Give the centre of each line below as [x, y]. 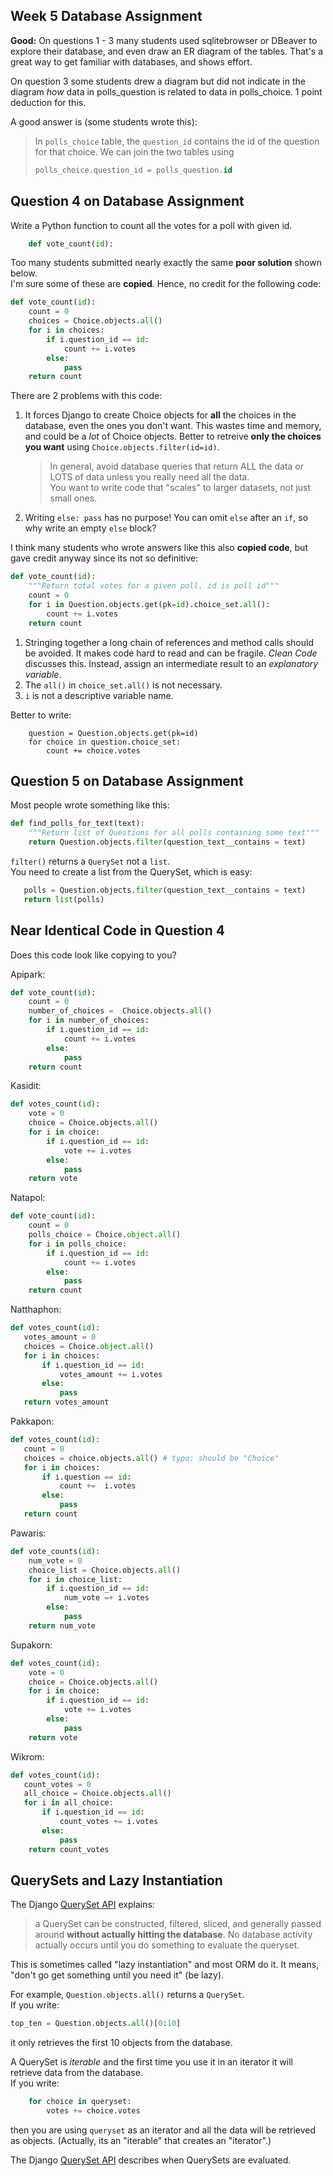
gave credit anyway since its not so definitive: [104, 558]
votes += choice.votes [93, 2111]
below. [24, 273]
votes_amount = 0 [60, 1337]
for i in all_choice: [68, 1803]
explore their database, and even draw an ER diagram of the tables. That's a [167, 51]
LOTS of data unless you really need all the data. [149, 477]
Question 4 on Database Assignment [127, 201]
